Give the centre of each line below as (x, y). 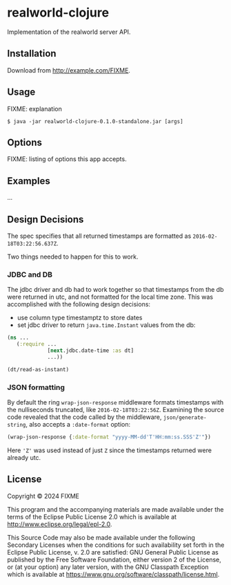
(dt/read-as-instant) (38, 369)
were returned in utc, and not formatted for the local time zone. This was (110, 297)
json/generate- (185, 417)
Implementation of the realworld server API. (69, 32)
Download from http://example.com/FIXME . (69, 70)
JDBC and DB (30, 275)
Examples (29, 181)
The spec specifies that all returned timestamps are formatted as (99, 236)
